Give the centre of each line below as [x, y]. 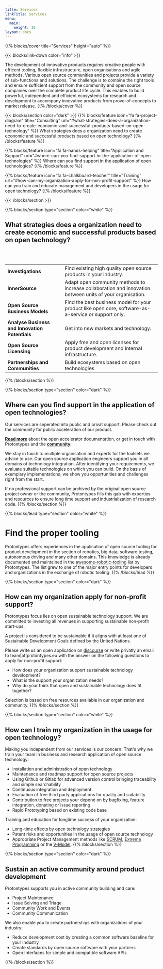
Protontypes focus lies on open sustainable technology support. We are [77, 616]
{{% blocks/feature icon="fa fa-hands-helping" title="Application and [74, 150]
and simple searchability [36, 785]
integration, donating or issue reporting [51, 805]
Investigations [24, 271]
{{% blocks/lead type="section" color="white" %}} [56, 513]
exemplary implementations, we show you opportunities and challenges [77, 474]
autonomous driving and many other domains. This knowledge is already [78, 557]
